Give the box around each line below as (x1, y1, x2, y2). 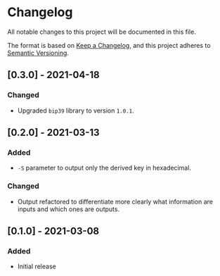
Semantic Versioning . (7, 49, 69, 57)
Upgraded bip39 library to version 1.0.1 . (17, 106, 135, 115)
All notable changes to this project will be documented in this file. (7, 27, 197, 36)
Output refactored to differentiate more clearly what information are (17, 197, 213, 206)
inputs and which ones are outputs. (17, 205, 120, 213)
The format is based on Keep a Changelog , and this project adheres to (7, 41, 211, 49)
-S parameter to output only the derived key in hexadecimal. (17, 163, 192, 172)
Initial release (17, 262, 56, 271)
